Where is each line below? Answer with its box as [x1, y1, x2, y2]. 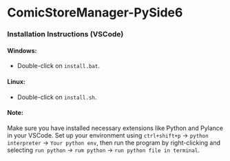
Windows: [7, 46, 37, 54]
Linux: [7, 77, 25, 85]
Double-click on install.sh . [17, 93, 97, 101]
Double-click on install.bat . [17, 62, 100, 70]
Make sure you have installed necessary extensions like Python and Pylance [7, 124, 224, 132]
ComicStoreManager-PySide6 [7, 5, 183, 21]
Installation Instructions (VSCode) [7, 30, 124, 39]
